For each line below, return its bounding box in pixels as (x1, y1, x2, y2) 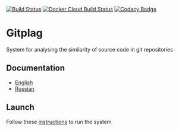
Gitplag (6, 27, 43, 40)
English (14, 79, 33, 86)
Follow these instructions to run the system (6, 118, 112, 125)
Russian (14, 85, 34, 92)
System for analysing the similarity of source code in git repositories (6, 46, 174, 53)
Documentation (6, 63, 65, 74)
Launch (6, 103, 34, 113)
